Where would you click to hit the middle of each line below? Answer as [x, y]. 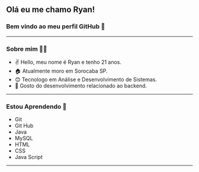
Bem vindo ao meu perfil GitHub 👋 [56, 27]
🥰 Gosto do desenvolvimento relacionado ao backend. [81, 86]
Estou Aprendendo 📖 [36, 106]
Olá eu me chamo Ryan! [51, 10]
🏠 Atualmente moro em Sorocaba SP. [61, 71]
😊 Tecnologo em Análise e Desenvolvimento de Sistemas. [86, 79]
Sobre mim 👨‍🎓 [27, 48]
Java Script [28, 157]
